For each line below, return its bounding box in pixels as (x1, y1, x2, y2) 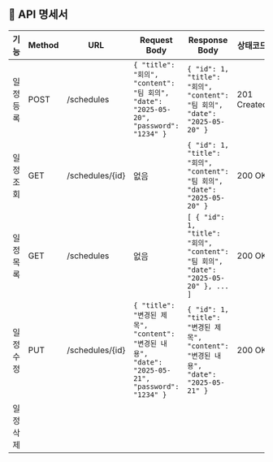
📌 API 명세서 (8, 7, 68, 22)
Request (139, 34, 173, 45)
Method (28, 39, 59, 50)
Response (188, 34, 228, 45)
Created (236, 98, 268, 110)
